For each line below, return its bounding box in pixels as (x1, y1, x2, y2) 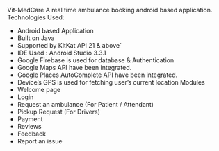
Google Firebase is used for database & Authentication (17, 56, 175, 64)
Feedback (17, 130, 47, 138)
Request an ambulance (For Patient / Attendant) (17, 100, 154, 108)
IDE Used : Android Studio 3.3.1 (17, 48, 106, 57)
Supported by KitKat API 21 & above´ (17, 42, 122, 49)
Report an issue (17, 137, 63, 145)
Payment (17, 115, 43, 123)
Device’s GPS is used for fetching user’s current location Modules (17, 78, 205, 86)
